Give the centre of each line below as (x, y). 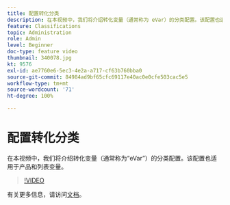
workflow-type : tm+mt (38, 83)
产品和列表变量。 (43, 166)
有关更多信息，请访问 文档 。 (46, 194)
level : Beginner (30, 45)
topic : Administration (39, 32)
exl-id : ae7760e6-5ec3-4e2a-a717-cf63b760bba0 (75, 70)
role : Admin (24, 39)
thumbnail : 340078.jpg (39, 58)
